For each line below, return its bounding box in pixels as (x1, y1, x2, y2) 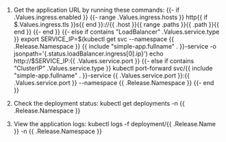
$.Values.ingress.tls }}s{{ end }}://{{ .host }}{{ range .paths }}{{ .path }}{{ (13, 21, 219, 28)
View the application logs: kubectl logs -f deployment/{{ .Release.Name (13, 120, 216, 128)
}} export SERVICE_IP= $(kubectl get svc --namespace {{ (13, 35, 175, 43)
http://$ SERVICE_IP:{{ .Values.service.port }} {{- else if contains (13, 57, 194, 64)
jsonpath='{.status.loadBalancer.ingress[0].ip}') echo (13, 49, 164, 58)
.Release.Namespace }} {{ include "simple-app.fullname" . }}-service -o (13, 43, 217, 50)
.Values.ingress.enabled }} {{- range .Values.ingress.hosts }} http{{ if (13, 13, 208, 21)
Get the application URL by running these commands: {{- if (13, 6, 180, 14)
